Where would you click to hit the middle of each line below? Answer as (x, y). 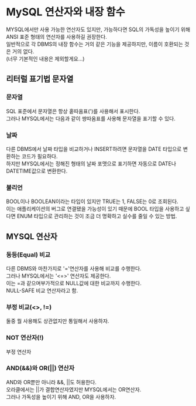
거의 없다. (23, 51)
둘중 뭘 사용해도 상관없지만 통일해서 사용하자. (58, 321)
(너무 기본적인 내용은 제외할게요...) (45, 59)
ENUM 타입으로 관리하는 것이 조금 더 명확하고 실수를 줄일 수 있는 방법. (97, 216)
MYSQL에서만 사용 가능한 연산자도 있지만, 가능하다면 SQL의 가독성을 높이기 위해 (98, 29)
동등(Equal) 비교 (28, 255)
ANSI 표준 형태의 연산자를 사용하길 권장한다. (56, 36)
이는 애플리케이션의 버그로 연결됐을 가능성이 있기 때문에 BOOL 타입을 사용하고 (95, 209)
